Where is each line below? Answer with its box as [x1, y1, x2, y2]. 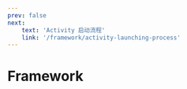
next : [7, 19, 25, 27]
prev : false [7, 11, 47, 20]
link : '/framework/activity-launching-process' [21, 33, 181, 42]
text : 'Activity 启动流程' [21, 26, 106, 34]
